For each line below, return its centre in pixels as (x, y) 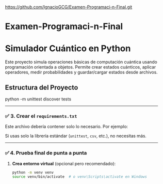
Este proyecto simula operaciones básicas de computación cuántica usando (81, 62)
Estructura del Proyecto (42, 87)
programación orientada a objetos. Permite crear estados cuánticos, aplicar (81, 67)
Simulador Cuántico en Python (68, 49)
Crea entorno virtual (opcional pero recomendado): (64, 163)
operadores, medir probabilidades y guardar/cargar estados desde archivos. (81, 72)
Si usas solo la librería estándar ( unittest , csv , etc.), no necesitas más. (76, 136)
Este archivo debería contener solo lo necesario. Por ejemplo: (66, 127)
